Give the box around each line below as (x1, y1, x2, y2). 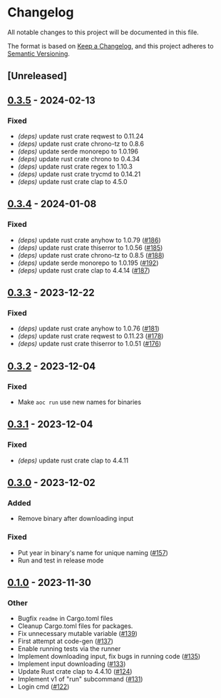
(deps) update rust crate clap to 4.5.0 (17, 178, 128, 186)
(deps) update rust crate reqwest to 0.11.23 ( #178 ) (17, 332, 164, 340)
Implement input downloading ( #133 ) (17, 659, 126, 668)
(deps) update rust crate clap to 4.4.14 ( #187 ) (17, 265, 150, 275)
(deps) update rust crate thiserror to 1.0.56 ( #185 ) (17, 243, 163, 252)
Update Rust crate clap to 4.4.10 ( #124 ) (17, 667, 133, 676)
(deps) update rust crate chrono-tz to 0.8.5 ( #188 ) (17, 251, 165, 259)
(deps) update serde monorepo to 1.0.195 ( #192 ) (17, 258, 159, 267)
